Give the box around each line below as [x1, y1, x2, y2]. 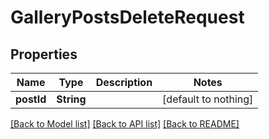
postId [15, 92, 47, 106]
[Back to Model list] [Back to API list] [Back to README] [10, 118, 240, 130]
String [56, 92, 87, 106]
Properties [10, 46, 78, 63]
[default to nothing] [162, 92, 254, 106]
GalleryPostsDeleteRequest [10, 6, 245, 29]
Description [95, 76, 153, 89]
